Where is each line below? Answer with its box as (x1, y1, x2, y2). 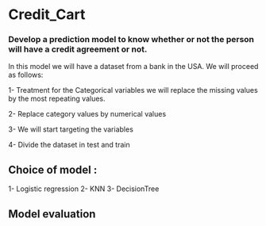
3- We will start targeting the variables (8, 124, 133, 134)
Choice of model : (8, 163, 98, 176)
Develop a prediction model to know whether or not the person (8, 34, 255, 45)
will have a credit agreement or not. (8, 44, 148, 55)
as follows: (8, 70, 44, 80)
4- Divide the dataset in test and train (8, 140, 130, 150)
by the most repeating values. (8, 94, 106, 104)
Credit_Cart (8, 6, 86, 24)
